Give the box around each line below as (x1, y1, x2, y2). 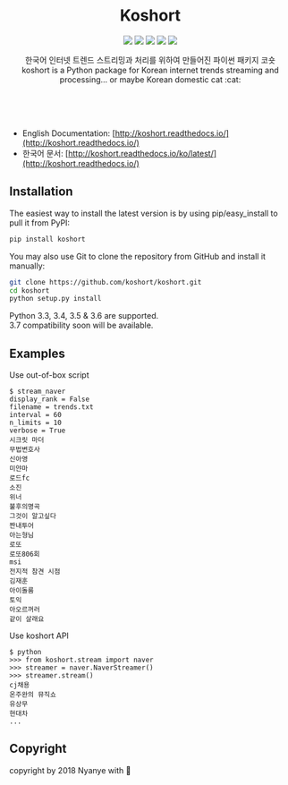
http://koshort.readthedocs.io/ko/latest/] (68, 148, 217, 158)
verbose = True (9, 426, 66, 435)
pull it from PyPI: (9, 217, 70, 228)
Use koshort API (9, 630, 70, 641)
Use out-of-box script (9, 370, 89, 380)
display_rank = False (9, 395, 90, 404)
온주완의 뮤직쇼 (9, 690, 56, 699)
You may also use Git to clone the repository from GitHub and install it (9, 251, 267, 261)
